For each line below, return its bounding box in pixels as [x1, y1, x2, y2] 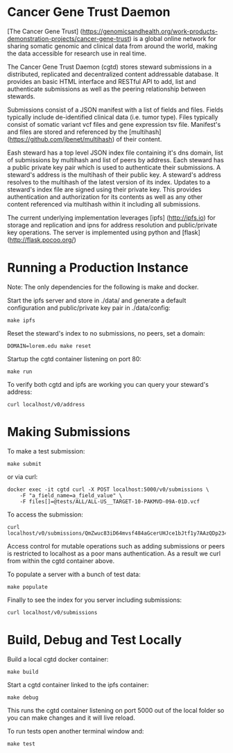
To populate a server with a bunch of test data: [7, 570, 141, 578]
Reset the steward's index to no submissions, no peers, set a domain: [7, 329, 206, 337]
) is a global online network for [129, 34, 216, 42]
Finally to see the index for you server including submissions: [7, 596, 182, 604]
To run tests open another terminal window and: [7, 727, 144, 735]
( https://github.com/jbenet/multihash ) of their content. [7, 135, 162, 143]
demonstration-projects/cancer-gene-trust [7, 34, 130, 42]
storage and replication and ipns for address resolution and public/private [7, 220, 218, 229]
